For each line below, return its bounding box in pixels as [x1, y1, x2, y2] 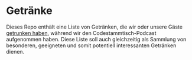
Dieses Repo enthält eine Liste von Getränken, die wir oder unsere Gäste [6, 23, 183, 30]
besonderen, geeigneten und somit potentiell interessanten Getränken [6, 42, 177, 49]
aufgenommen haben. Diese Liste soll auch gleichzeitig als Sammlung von [6, 36, 187, 43]
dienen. [6, 48, 25, 55]
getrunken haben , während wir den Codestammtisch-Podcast [6, 29, 157, 36]
